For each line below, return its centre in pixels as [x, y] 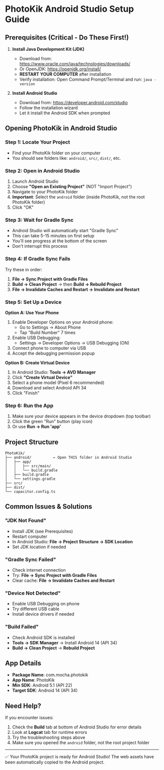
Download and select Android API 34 [49, 387]
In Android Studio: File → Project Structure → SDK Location [72, 541]
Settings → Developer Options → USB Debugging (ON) [74, 342]
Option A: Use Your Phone [32, 312]
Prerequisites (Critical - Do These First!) [67, 37]
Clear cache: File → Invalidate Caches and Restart [63, 580]
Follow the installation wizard [49, 108]
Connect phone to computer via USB [49, 348]
